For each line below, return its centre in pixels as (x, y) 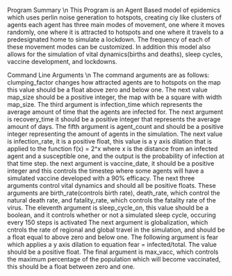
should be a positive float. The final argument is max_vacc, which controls (113, 252)
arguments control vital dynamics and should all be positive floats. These (112, 186)
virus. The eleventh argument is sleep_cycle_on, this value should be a (108, 208)
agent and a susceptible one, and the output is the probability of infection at (116, 156)
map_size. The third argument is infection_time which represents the (105, 104)
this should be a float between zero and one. (71, 267)
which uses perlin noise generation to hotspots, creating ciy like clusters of (115, 17)
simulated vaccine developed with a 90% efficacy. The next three (101, 178)
